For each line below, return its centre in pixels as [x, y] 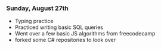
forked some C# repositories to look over [65, 40]
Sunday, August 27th [37, 8]
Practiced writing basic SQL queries [59, 27]
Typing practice [34, 21]
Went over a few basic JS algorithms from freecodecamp [85, 34]
